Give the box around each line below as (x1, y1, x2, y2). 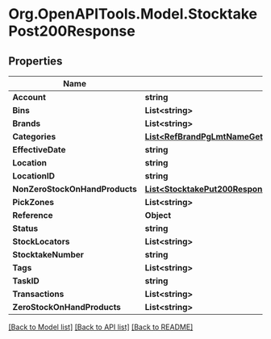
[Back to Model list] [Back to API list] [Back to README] (8, 322, 194, 332)
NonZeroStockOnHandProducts (12, 183, 137, 195)
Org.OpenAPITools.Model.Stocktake (8, 5, 258, 23)
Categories (12, 131, 56, 142)
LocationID (12, 170, 55, 182)
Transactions (12, 288, 65, 299)
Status (12, 223, 39, 234)
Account (12, 92, 46, 103)
